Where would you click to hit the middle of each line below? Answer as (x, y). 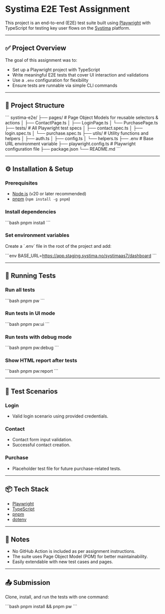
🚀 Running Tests (30, 276)
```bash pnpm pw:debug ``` (32, 348)
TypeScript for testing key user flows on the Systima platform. (68, 28)
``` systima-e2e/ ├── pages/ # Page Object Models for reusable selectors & (82, 117)
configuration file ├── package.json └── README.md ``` (63, 149)
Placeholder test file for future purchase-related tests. (67, 468)
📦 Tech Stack (27, 489)
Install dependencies (31, 212)
